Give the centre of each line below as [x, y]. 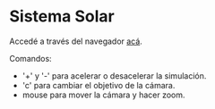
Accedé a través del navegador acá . [76, 41]
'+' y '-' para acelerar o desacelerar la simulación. [114, 75]
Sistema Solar [62, 17]
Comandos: [30, 58]
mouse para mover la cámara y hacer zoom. [103, 95]
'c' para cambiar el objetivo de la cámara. [99, 85]
